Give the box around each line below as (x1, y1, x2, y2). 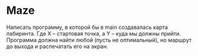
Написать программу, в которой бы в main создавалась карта (6, 23, 168, 31)
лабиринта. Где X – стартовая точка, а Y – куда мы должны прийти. (6, 30, 181, 37)
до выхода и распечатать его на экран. (6, 43, 108, 50)
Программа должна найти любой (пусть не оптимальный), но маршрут (6, 36, 192, 43)
